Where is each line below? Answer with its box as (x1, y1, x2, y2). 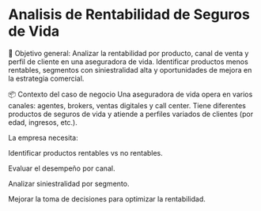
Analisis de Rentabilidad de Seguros (8, 6, 251, 24)
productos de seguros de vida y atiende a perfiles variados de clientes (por (8, 109, 254, 119)
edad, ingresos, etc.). (8, 117, 78, 127)
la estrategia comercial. (8, 73, 85, 83)
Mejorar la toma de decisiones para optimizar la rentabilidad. (8, 194, 206, 203)
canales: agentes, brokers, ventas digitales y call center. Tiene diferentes (8, 100, 247, 110)
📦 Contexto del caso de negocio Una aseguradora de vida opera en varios (8, 89, 253, 99)
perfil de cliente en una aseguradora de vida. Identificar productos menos (8, 57, 249, 66)
